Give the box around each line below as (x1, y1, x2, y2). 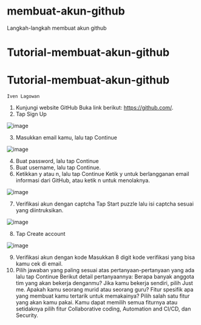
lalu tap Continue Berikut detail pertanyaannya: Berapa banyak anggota (15, 273, 195, 280)
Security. (15, 312, 39, 319)
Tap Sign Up (15, 110, 47, 118)
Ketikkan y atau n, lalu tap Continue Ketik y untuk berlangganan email (15, 170, 189, 178)
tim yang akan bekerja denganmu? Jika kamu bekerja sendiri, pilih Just (15, 280, 193, 287)
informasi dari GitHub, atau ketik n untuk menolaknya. (15, 177, 151, 184)
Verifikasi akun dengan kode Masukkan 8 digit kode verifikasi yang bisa (15, 253, 195, 261)
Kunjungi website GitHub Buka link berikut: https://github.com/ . (15, 104, 174, 112)
